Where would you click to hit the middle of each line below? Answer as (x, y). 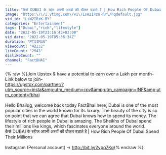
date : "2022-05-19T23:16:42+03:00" (42, 32)
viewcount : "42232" (25, 46)
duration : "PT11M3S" (26, 42)
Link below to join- (24, 79)
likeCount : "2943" (24, 51)
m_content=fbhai (22, 95)
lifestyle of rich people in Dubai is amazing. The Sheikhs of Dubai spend (78, 121)
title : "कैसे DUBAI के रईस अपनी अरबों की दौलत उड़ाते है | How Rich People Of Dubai (83, 10)
